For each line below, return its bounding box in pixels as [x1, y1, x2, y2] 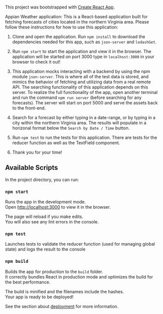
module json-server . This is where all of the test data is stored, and [12, 74, 149, 79]
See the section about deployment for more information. [5, 303, 119, 309]
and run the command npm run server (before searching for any [12, 94, 142, 100]
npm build [5, 258, 28, 264]
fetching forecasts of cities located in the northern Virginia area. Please [5, 19, 149, 25]
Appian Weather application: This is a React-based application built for [5, 14, 148, 19]
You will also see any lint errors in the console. [5, 219, 99, 225]
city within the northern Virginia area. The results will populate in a [12, 120, 146, 126]
